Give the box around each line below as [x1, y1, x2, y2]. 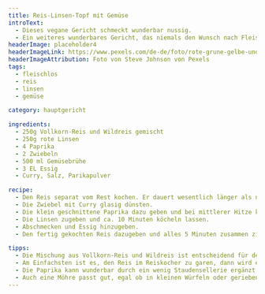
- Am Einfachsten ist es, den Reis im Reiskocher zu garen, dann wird [15, 259, 252, 267]
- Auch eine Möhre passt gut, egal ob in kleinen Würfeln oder [15, 274, 227, 281]
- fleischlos [15, 70, 58, 78]
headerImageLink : [8, 48, 65, 56]
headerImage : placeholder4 [8, 41, 97, 49]
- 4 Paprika [15, 143, 55, 151]
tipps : [8, 244, 30, 252]
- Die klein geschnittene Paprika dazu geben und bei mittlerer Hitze [15, 208, 252, 216]
